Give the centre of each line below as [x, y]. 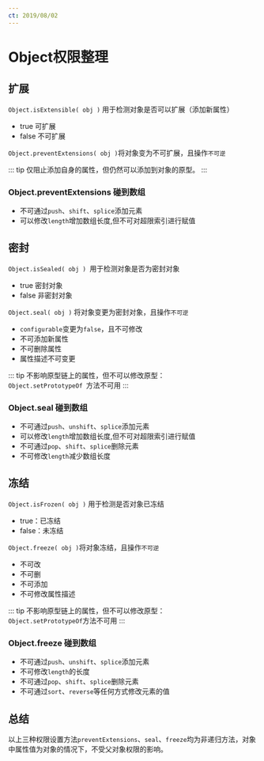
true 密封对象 [41, 285]
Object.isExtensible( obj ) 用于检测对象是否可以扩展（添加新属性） [121, 109]
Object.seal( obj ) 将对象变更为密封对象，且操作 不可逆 [98, 312]
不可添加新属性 [44, 339]
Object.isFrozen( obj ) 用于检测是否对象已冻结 [86, 504]
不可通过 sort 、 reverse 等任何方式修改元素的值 [94, 691]
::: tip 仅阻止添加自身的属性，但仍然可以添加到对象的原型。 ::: [108, 169]
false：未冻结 [41, 530]
